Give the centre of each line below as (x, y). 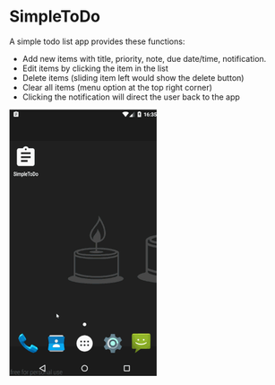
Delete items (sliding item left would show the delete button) (133, 77)
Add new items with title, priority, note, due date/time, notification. (144, 58)
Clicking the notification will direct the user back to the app (131, 97)
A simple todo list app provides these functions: (97, 41)
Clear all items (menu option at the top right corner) (117, 87)
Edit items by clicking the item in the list (95, 68)
